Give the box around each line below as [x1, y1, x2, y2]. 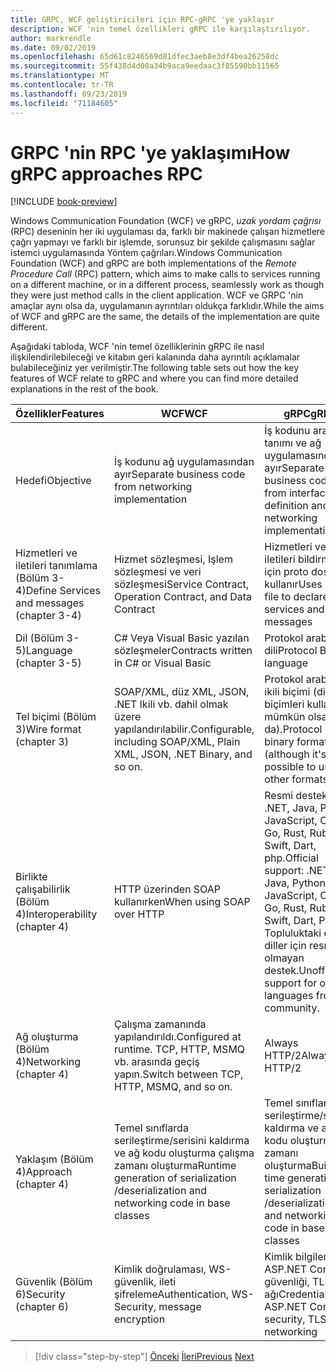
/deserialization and [113, 1184, 207, 1198]
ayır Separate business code [113, 467, 246, 481]
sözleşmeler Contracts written [113, 644, 253, 658]
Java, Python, [264, 876, 329, 890]
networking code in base [113, 1196, 231, 1210]
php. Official [264, 851, 319, 865]
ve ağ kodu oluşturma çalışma [113, 1146, 255, 1160]
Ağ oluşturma [15, 1030, 79, 1044]
